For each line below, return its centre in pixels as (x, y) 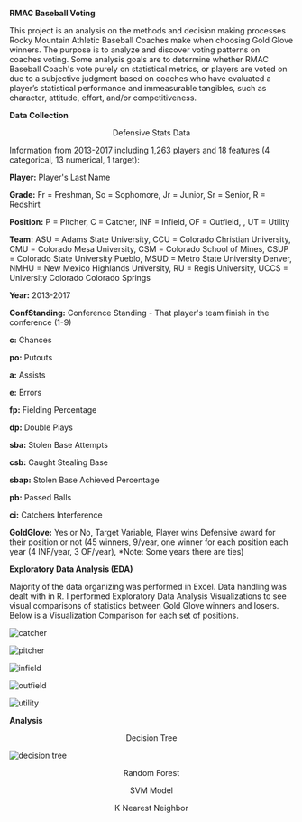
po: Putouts (31, 357)
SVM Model (151, 790)
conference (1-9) (41, 322)
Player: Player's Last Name (60, 177)
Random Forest (151, 773)
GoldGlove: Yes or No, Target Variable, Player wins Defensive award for (143, 532)
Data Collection (39, 115)
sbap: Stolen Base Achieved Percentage (84, 480)
